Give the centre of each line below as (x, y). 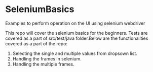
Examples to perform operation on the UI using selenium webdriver (75, 23)
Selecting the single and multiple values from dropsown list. (75, 53)
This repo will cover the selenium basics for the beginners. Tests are (76, 33)
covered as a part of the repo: (36, 43)
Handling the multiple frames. (43, 64)
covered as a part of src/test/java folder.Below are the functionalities (77, 38)
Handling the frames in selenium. (47, 58)
